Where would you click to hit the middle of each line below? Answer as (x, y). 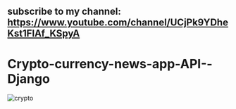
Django (29, 78)
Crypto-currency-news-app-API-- (110, 64)
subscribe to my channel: (64, 12)
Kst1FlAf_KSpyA (44, 33)
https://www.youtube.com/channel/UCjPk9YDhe (118, 23)
